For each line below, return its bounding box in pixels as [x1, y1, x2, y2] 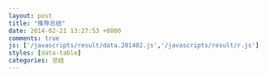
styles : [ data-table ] [8, 49, 82, 57]
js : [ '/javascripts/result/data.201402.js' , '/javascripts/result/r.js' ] [8, 42, 260, 50]
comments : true [8, 34, 60, 43]
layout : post [8, 11, 53, 20]
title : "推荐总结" [8, 19, 66, 27]
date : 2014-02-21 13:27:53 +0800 [8, 26, 122, 34]
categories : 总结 [8, 57, 65, 65]
